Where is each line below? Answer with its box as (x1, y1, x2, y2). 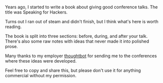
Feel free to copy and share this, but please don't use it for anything (5, 67, 141, 73)
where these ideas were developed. (5, 58, 77, 64)
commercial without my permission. (5, 73, 77, 78)
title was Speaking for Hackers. (5, 9, 68, 15)
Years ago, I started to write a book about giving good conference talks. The (5, 4, 158, 10)
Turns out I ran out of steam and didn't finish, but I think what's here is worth (5, 19, 159, 24)
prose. (5, 44, 18, 49)
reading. (5, 24, 22, 30)
